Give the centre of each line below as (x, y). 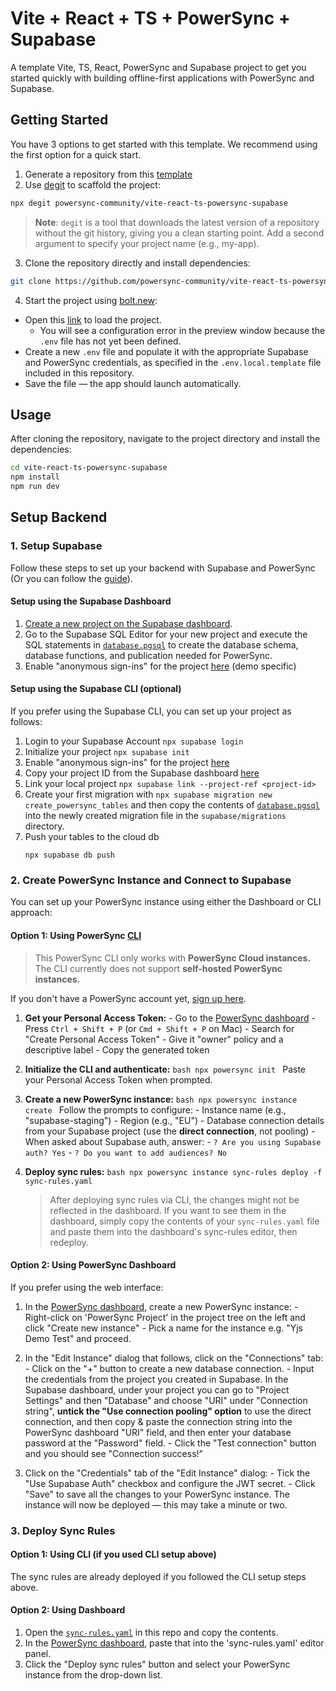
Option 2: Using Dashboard (68, 1610)
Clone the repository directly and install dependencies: (137, 263)
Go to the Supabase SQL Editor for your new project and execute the (166, 634)
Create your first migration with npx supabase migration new (148, 794)
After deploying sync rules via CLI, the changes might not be (174, 1199)
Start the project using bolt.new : (91, 300)
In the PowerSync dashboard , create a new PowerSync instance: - (161, 1306)
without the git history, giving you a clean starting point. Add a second (179, 233)
